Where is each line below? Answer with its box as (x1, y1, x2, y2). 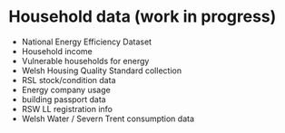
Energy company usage (21, 84, 111, 95)
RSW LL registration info (21, 103, 113, 114)
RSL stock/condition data (21, 74, 116, 85)
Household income (21, 45, 93, 56)
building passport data (21, 93, 106, 105)
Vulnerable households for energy (21, 55, 150, 66)
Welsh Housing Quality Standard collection (21, 65, 182, 76)
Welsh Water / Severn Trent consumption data (21, 113, 195, 124)
